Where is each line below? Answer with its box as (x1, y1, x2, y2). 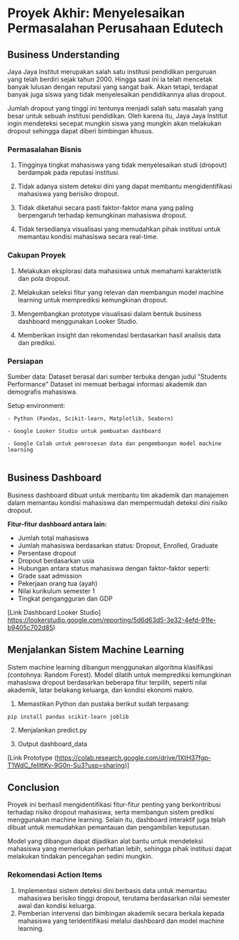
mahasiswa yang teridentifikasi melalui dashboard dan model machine (17, 916, 225, 925)
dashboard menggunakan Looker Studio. (17, 317, 138, 325)
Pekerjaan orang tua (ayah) (17, 579, 98, 588)
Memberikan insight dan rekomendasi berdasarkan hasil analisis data (17, 330, 221, 339)
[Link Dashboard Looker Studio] (7, 608, 101, 616)
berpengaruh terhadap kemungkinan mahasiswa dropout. (17, 211, 188, 220)
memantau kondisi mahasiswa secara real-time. (17, 233, 158, 241)
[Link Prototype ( (7, 753, 57, 762)
